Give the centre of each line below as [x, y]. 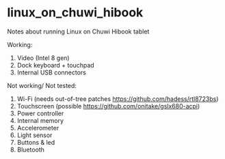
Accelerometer [38, 128]
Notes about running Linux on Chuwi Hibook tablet [78, 31]
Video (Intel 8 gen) [43, 58]
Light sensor [35, 135]
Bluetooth [30, 149]
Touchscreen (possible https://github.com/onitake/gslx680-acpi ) [108, 106]
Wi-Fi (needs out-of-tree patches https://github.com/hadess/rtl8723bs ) [118, 99]
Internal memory [40, 120]
